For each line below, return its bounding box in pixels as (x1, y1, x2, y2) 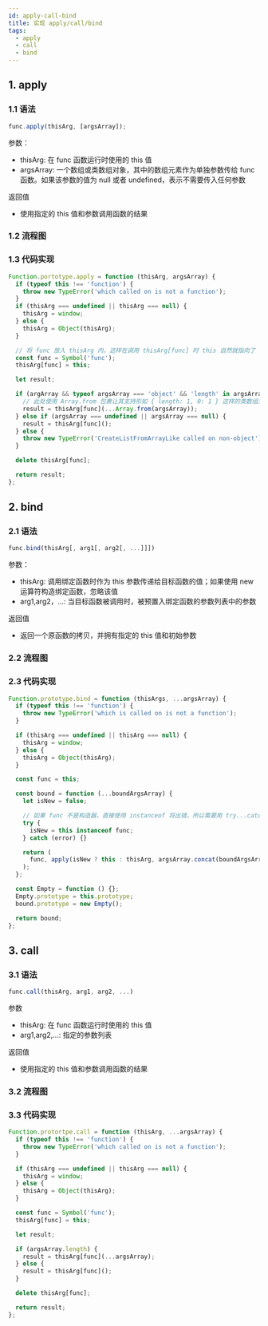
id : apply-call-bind (8, 11, 77, 20)
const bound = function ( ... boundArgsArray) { (15, 790, 173, 798)
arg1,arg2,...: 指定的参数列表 (19, 1031, 112, 1039)
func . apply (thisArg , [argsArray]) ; (8, 122, 127, 130)
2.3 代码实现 (8, 676, 57, 687)
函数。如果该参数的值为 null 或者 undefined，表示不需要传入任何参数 (19, 175, 246, 184)
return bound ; (15, 914, 62, 922)
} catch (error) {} (22, 833, 88, 842)
